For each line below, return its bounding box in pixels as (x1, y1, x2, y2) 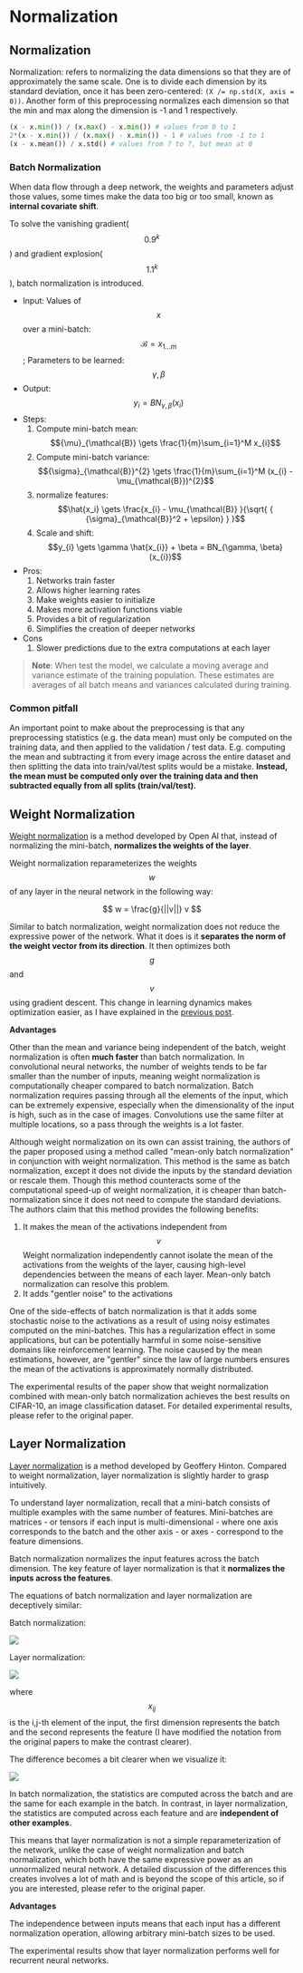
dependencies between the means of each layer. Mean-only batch (22, 1269, 271, 1280)
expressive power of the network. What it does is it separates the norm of (9, 931, 287, 942)
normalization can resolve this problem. (22, 1278, 170, 1289)
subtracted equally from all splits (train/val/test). (9, 780, 197, 791)
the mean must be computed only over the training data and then (9, 770, 259, 781)
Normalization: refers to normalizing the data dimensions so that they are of (9, 66, 291, 77)
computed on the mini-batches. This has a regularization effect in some (9, 1325, 276, 1336)
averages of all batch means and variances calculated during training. (31, 679, 292, 690)
